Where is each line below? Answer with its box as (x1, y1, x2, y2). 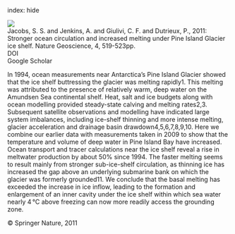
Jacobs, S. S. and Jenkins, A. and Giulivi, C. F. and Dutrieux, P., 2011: (7, 27, 207, 35)
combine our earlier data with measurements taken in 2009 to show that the (7, 130, 228, 138)
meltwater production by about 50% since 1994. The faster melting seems (7, 153, 224, 161)
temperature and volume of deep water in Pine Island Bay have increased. (7, 137, 222, 146)
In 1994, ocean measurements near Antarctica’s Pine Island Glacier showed (7, 70, 226, 78)
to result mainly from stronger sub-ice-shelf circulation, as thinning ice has (7, 160, 225, 168)
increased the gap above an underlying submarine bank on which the (7, 168, 210, 175)
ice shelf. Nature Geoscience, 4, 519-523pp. (7, 42, 136, 50)
